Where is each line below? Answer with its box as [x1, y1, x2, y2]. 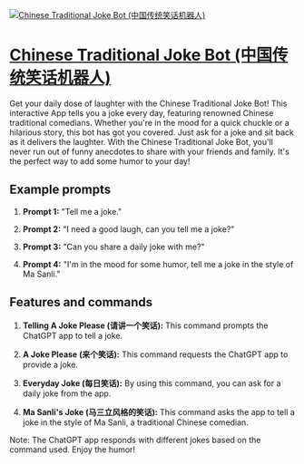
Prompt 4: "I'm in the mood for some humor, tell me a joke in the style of [22, 258, 294, 269]
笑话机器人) [25, 68, 112, 88]
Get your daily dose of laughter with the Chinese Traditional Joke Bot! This [9, 98, 288, 109]
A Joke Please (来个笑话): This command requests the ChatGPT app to [22, 349, 289, 360]
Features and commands [9, 295, 152, 310]
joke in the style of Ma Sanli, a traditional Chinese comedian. [22, 417, 250, 428]
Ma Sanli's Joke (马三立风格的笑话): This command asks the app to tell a [22, 406, 295, 417]
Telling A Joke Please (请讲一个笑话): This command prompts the [22, 320, 270, 331]
